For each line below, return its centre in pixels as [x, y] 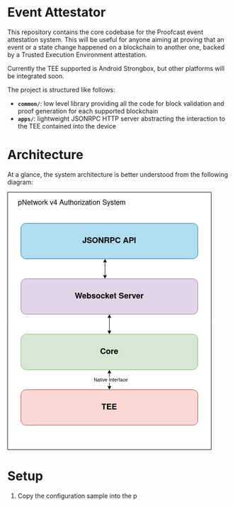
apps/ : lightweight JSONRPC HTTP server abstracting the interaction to [121, 119]
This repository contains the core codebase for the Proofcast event [105, 32]
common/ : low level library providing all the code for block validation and [121, 103]
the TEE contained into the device [67, 126]
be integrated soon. [36, 76]
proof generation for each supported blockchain [88, 111]
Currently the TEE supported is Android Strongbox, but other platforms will [116, 68]
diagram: [20, 182]
